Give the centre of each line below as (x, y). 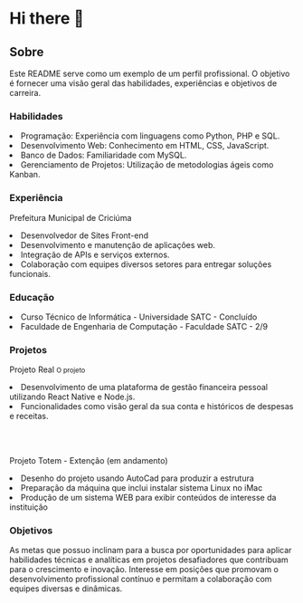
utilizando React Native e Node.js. (72, 397)
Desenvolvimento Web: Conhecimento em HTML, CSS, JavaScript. (145, 146)
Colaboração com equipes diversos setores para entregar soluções (147, 264)
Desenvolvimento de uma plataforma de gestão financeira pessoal (145, 388)
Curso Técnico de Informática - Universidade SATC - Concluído (139, 317)
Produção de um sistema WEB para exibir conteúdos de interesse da (149, 498)
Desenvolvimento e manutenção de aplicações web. (118, 244)
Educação (32, 297)
